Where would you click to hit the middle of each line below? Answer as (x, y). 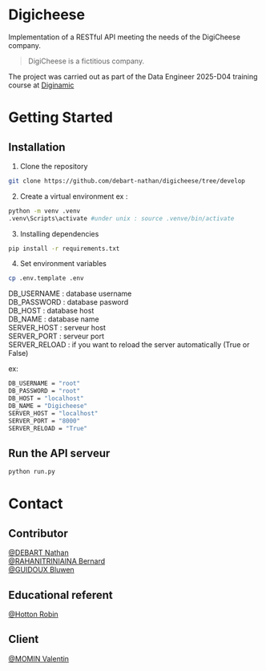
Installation (37, 147)
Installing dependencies (59, 233)
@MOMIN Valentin (39, 658)
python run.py (32, 472)
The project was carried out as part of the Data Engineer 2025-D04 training (133, 76)
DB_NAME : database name (54, 319)
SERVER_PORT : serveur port (56, 336)
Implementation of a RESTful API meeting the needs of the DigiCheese (124, 37)
